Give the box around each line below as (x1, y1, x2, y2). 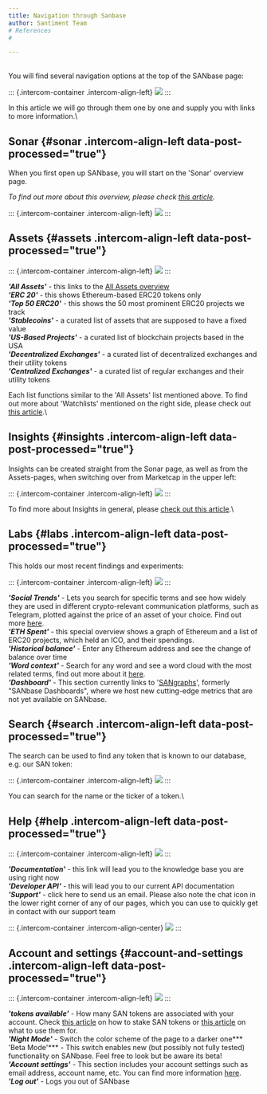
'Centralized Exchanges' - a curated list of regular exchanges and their (8, 366, 245, 375)
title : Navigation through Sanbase (8, 11, 127, 20)
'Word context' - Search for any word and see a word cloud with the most (8, 661, 253, 670)
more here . (8, 618, 45, 628)
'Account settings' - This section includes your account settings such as (8, 1059, 249, 1069)
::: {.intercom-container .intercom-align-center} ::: (8, 923, 182, 933)
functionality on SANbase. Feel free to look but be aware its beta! (8, 1051, 222, 1061)
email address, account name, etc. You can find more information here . (8, 1068, 241, 1077)
